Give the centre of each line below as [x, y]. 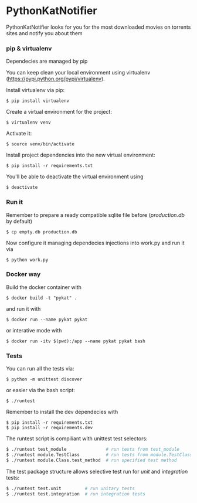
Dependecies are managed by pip [47, 61]
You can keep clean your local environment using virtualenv [78, 73]
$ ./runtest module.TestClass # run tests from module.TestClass [99, 455]
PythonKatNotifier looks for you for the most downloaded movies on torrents [98, 27]
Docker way [23, 274]
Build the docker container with [44, 287]
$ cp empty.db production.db [42, 232]
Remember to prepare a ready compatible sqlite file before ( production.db [95, 215]
